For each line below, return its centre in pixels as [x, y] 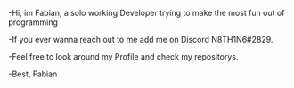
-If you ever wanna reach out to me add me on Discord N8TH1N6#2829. [141, 40]
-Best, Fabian [33, 74]
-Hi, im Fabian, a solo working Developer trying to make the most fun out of [147, 13]
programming [33, 22]
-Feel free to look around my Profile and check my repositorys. [123, 56]
